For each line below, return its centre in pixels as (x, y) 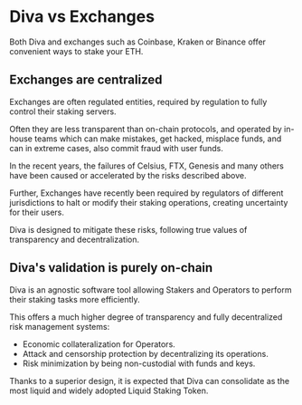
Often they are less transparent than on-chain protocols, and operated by (146, 129)
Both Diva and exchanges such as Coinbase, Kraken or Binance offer (138, 42)
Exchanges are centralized (86, 80)
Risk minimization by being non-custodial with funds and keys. (139, 363)
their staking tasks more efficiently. (75, 299)
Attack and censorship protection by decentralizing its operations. (145, 353)
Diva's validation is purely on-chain (111, 268)
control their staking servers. (63, 111)
